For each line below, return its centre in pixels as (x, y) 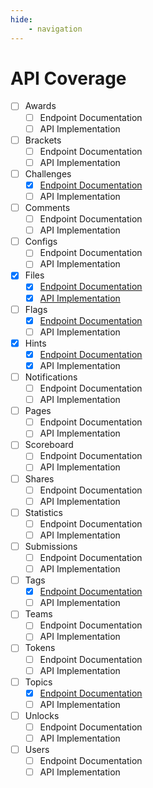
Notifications (51, 377)
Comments (47, 207)
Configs (41, 242)
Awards (40, 106)
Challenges (48, 173)
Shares (39, 478)
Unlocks (42, 715)
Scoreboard (49, 445)
